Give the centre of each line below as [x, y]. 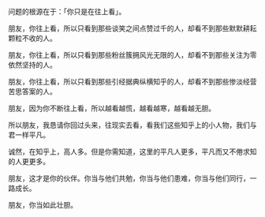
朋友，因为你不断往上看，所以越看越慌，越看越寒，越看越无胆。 [112, 108]
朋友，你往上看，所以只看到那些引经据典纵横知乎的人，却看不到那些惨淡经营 [132, 82]
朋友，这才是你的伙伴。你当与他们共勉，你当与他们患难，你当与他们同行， [129, 178]
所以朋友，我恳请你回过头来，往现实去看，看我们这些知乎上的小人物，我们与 [132, 125]
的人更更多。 [29, 161]
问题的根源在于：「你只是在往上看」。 [67, 11]
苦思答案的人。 [32, 92]
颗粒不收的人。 [32, 38]
